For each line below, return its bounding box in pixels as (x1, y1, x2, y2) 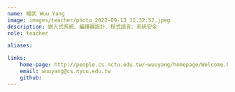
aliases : (7, 43, 33, 49)
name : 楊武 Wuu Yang (7, 10, 65, 17)
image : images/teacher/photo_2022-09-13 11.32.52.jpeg (7, 17, 171, 24)
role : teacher (7, 29, 49, 37)
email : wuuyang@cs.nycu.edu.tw (20, 68, 111, 75)
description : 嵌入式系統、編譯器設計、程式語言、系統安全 (7, 23, 157, 30)
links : (7, 55, 27, 62)
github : (20, 74, 42, 81)
